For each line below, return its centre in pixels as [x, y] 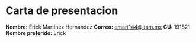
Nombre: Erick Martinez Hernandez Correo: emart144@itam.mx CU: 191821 [98, 27]
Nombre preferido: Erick [36, 33]
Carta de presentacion [62, 11]
